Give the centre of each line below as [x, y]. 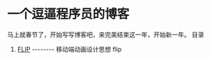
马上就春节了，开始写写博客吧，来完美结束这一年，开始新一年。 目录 [105, 34]
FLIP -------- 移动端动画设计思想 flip [69, 49]
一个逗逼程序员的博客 [69, 14]
